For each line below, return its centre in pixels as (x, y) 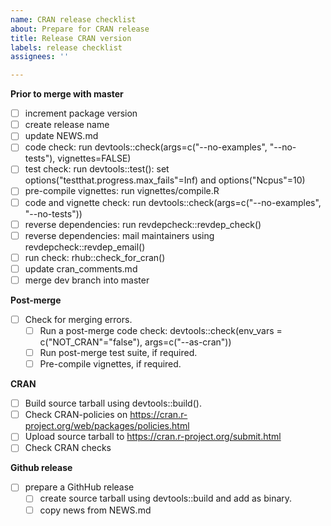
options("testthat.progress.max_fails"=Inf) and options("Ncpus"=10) (165, 180)
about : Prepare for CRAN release (80, 29)
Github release (41, 468)
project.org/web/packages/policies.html (107, 426)
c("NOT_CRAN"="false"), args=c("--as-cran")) (135, 342)
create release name (67, 125)
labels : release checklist (66, 47)
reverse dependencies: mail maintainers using (119, 235)
